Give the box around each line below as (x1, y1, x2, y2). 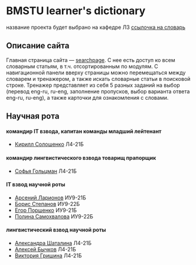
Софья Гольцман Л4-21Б (14, 167, 77, 175)
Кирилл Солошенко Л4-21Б (14, 140, 84, 148)
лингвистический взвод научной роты (6, 226, 106, 234)
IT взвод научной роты (6, 181, 66, 188)
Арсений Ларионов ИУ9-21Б (14, 194, 87, 201)
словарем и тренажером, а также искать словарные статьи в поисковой (6, 75, 191, 82)
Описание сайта (6, 41, 70, 51)
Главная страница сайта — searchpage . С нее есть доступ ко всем (6, 56, 175, 63)
